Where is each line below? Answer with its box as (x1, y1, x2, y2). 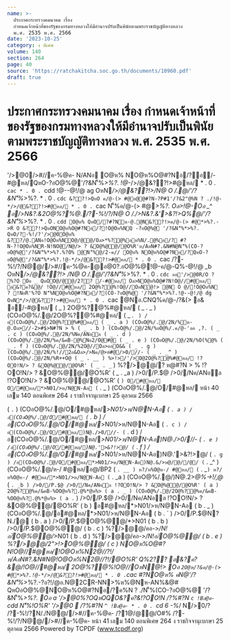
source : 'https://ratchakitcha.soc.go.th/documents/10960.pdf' (7, 67, 192, 74)
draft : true (7, 73, 41, 81)
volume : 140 (7, 49, 41, 56)
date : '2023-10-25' (7, 36, 63, 43)
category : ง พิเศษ (7, 42, 54, 49)
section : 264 (7, 55, 45, 62)
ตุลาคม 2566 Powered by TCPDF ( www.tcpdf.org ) (7, 625, 144, 633)
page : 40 (7, 61, 32, 68)
